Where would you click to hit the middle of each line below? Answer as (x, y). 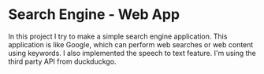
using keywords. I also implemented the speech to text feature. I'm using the (132, 53)
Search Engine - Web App (94, 15)
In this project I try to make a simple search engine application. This (118, 36)
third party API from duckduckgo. (62, 61)
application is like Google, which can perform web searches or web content (131, 44)
